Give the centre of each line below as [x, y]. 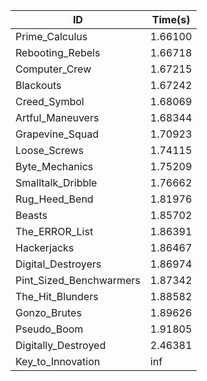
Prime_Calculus [51, 36]
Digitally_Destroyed [61, 345]
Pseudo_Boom [49, 329]
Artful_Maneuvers [57, 117]
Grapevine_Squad [57, 134]
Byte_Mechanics [54, 166]
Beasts [31, 215]
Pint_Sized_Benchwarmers [78, 280]
